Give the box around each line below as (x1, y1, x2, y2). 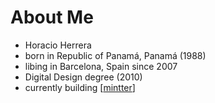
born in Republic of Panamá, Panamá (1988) (24, 49, 207, 61)
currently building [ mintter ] (24, 81, 136, 93)
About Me (10, 6, 94, 29)
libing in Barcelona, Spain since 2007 (24, 60, 178, 72)
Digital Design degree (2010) (24, 71, 143, 83)
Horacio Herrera (24, 39, 92, 51)
